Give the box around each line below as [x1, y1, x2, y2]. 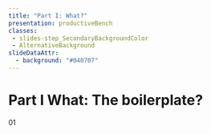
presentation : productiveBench [8, 19, 113, 27]
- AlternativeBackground [11, 42, 95, 50]
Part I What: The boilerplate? [8, 91, 203, 109]
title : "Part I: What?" [8, 11, 88, 20]
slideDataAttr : [8, 49, 59, 57]
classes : [8, 26, 38, 35]
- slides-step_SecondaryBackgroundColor [11, 34, 149, 43]
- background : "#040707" [15, 57, 99, 65]
